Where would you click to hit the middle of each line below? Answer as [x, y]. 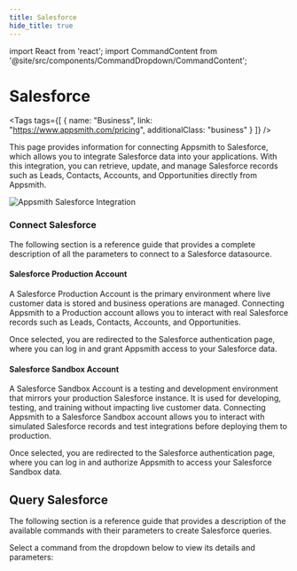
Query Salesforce [59, 500]
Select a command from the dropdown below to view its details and [132, 547]
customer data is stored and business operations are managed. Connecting [147, 303]
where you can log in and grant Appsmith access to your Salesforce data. [143, 348]
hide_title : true [41, 26]
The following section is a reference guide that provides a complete [132, 244]
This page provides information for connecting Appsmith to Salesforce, [139, 147]
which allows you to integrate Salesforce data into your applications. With [143, 157]
